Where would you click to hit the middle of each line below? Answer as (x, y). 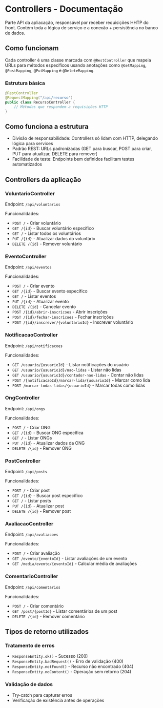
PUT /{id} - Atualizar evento (41, 302)
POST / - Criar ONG (31, 427)
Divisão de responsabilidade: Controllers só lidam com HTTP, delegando (85, 138)
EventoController (26, 256)
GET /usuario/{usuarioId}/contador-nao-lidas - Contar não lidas (78, 375)
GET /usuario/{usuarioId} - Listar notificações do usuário (71, 364)
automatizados (27, 164)
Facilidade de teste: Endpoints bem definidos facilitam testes (73, 159)
